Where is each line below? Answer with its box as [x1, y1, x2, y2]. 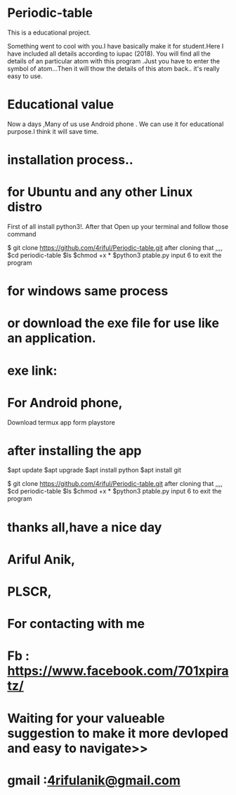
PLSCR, [7, 584, 52, 599]
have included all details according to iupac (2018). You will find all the [7, 49, 211, 58]
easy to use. [7, 72, 43, 80]
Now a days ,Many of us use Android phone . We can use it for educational [7, 120, 224, 128]
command [7, 230, 37, 238]
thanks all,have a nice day [7, 519, 162, 535]
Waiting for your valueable [7, 710, 165, 726]
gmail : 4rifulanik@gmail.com [7, 772, 181, 788]
